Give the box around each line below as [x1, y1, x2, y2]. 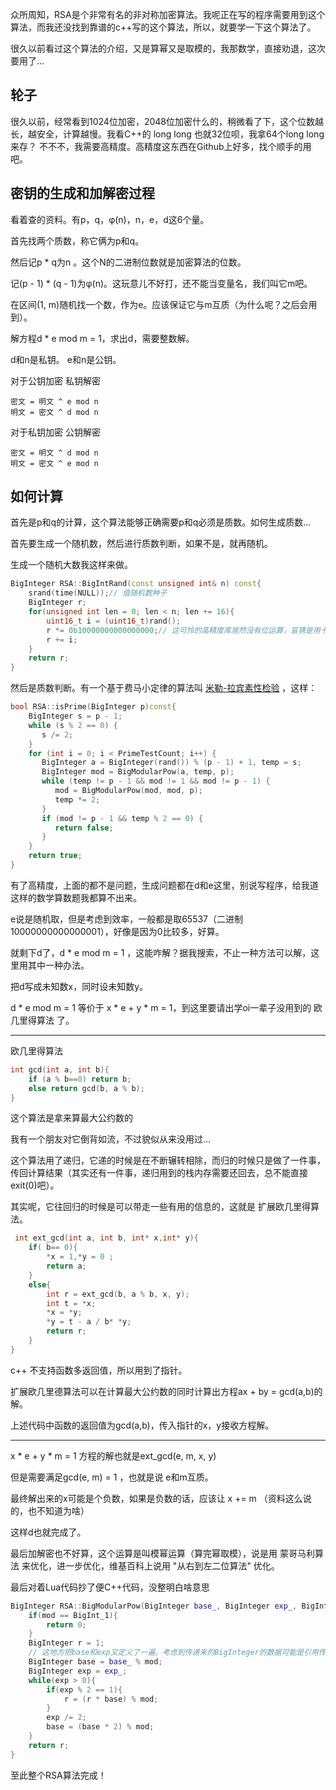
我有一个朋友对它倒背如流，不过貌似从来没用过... [10, 1133, 212, 1145]
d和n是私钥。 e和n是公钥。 [10, 353, 122, 365]
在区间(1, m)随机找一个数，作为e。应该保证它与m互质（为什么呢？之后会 [10, 298, 309, 310]
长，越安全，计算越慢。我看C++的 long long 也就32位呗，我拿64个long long [10, 128, 325, 140]
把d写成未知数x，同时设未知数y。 [10, 980, 149, 992]
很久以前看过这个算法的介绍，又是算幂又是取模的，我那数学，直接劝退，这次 [10, 43, 326, 54]
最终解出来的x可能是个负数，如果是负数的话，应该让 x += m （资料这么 [10, 1492, 303, 1504]
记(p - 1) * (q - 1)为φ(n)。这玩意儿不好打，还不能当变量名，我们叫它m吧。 [10, 277, 313, 289]
